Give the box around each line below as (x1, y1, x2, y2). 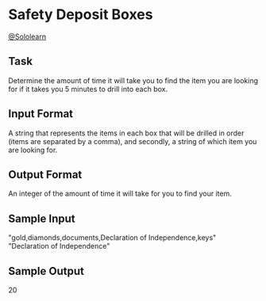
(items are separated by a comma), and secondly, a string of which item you (8, 136, 257, 146)
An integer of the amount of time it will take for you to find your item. (8, 189, 232, 199)
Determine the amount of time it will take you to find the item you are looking (8, 75, 259, 85)
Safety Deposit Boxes (8, 6, 153, 24)
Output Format (8, 168, 83, 181)
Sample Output (8, 264, 85, 278)
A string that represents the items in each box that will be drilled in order (8, 128, 245, 138)
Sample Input (8, 211, 75, 225)
